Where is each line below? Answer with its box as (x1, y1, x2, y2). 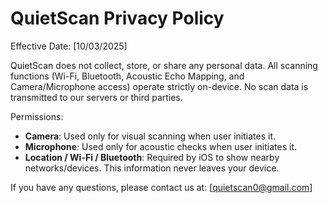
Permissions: (10, 110, 64, 122)
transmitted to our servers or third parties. (10, 91, 183, 103)
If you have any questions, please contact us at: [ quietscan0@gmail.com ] (10, 181, 313, 193)
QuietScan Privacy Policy (10, 7, 225, 30)
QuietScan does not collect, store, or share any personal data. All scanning (10, 59, 318, 71)
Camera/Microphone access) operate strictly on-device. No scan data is (10, 80, 309, 92)
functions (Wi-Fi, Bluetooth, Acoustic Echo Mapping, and (10, 70, 245, 82)
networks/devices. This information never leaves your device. (24, 162, 280, 174)
